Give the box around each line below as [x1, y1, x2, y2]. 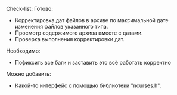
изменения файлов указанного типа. [14, 23, 108, 30]
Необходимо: [6, 47, 41, 54]
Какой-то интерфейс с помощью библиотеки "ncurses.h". [14, 82, 162, 89]
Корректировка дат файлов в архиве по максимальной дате [14, 17, 169, 23]
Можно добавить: [6, 71, 52, 77]
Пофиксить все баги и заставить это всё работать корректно [14, 59, 172, 66]
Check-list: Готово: [6, 5, 54, 12]
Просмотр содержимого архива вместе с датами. [14, 29, 143, 36]
